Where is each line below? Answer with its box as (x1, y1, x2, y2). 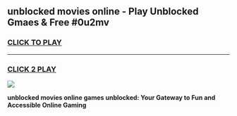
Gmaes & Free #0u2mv (7, 17, 109, 29)
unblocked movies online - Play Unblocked (7, 6, 199, 18)
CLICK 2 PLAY (7, 64, 56, 74)
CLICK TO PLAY (7, 38, 62, 48)
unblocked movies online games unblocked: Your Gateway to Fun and (7, 93, 216, 101)
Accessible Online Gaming (7, 101, 87, 109)
